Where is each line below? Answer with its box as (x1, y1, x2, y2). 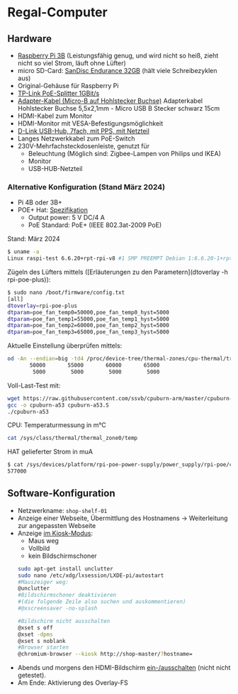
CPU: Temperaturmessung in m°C (7, 421, 106, 429)
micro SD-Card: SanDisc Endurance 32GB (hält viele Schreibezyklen (17, 67, 217, 75)
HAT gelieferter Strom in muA (7, 448, 93, 456)
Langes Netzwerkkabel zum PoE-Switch (17, 134, 135, 143)
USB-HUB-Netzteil (28, 165, 83, 172)
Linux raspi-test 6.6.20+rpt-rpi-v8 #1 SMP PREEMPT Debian (7, 255, 186, 263)
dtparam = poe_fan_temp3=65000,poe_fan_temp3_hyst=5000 (7, 329, 170, 336)
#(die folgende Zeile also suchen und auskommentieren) (17, 598, 186, 605)
